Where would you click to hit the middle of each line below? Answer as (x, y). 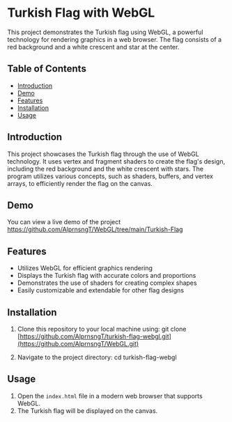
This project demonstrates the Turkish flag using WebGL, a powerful (105, 32)
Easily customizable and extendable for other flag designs (101, 290)
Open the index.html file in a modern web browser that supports (110, 396)
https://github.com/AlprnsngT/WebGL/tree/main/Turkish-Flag (95, 229)
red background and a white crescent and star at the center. (93, 47)
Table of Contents (47, 69)
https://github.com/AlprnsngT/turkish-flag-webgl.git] (96, 336)
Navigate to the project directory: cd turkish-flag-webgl (97, 357)
